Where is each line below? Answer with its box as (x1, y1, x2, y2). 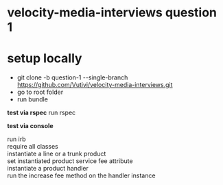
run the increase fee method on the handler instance (7, 171, 156, 180)
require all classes (7, 143, 58, 151)
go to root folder (16, 88, 64, 97)
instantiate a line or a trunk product (7, 149, 106, 158)
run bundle (16, 95, 48, 103)
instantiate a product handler (7, 164, 89, 173)
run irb (7, 135, 26, 143)
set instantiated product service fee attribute (7, 157, 133, 165)
